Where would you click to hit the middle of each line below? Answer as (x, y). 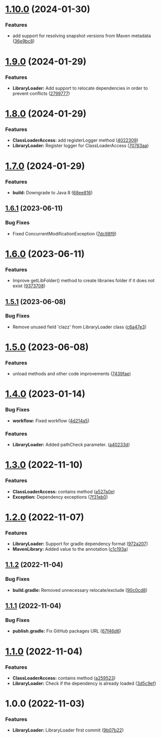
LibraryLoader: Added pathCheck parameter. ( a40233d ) (71, 445)
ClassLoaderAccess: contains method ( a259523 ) (64, 678)
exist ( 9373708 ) (29, 286)
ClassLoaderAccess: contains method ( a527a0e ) (64, 491)
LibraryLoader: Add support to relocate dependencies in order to (80, 88)
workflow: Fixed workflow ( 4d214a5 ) (51, 421)
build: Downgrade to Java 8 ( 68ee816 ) (52, 192)
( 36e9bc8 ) (24, 41)
